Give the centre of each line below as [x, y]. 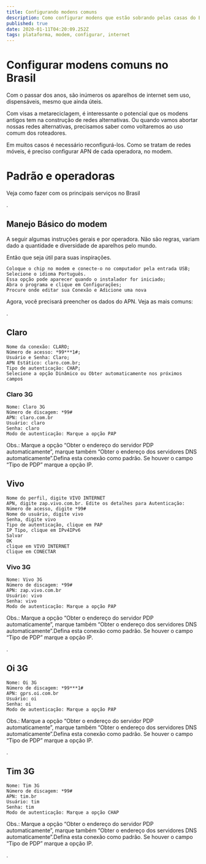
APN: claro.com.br [30, 417]
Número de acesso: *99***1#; [44, 352]
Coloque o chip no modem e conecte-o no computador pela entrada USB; [98, 268]
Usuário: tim [23, 801]
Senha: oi [19, 704]
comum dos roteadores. [37, 133]
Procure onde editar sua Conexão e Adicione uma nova [77, 290]
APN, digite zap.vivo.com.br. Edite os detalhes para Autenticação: [96, 503]
